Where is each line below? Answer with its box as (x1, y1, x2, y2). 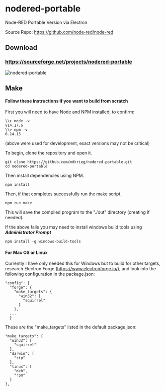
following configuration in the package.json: (5, 271, 95, 277)
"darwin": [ (9, 351, 35, 356)
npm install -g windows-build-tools (5, 239, 81, 244)
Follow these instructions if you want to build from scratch (5, 98, 128, 104)
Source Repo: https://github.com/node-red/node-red (5, 29, 113, 35)
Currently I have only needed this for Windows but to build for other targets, (5, 260, 161, 266)
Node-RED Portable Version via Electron (5, 19, 87, 25)
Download (5, 43, 37, 52)
